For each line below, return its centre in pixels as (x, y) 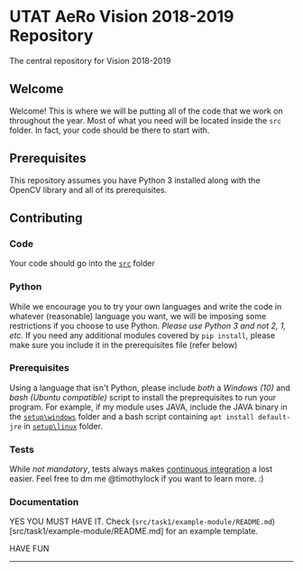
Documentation (44, 502)
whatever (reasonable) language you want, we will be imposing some (138, 316)
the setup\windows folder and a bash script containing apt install (132, 416)
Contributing (46, 218)
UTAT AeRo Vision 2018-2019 (122, 17)
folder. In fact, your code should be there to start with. (110, 130)
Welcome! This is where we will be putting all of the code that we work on (146, 111)
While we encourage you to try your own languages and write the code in (146, 306)
